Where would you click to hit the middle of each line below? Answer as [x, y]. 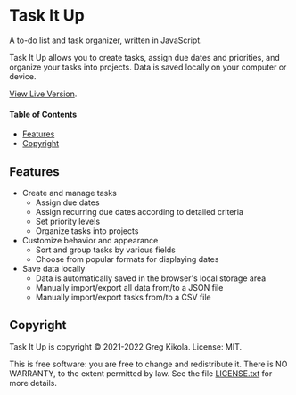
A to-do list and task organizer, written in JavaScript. [106, 40]
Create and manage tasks [70, 193]
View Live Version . [43, 94]
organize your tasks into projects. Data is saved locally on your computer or [148, 67]
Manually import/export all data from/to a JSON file [129, 287]
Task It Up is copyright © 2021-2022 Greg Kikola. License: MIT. [126, 346]
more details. [33, 383]
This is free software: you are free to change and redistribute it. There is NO [148, 364]
